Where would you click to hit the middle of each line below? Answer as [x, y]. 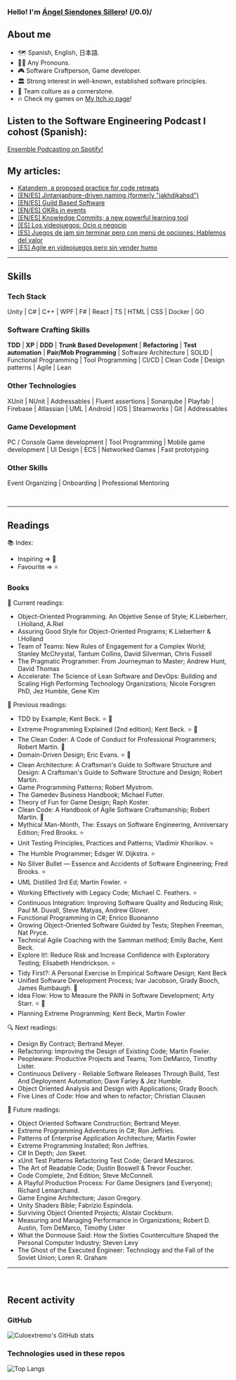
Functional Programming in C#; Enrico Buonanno [88, 918]
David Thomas [38, 669]
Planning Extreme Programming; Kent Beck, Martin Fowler [101, 1014]
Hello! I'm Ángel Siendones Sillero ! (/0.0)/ [80, 12]
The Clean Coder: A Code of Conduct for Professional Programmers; [117, 740]
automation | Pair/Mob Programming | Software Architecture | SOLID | [110, 353]
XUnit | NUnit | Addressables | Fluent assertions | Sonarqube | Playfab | [111, 401]
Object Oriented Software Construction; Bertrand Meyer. [99, 1124]
